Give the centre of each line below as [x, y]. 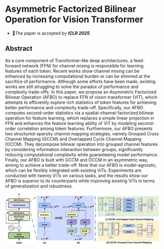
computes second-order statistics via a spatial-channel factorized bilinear [80, 113]
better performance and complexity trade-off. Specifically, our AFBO [74, 107]
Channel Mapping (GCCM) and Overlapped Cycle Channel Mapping [73, 139]
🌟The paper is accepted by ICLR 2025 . [51, 33]
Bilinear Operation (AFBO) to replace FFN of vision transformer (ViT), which [81, 97]
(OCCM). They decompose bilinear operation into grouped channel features [82, 144]
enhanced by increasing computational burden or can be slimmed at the [78, 76]
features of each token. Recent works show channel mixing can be [72, 71]
